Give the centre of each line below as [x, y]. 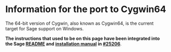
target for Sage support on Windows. [44, 28]
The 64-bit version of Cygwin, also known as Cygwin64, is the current [80, 23]
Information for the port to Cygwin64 [86, 9]
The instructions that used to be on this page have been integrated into [83, 38]
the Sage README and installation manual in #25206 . [63, 43]
